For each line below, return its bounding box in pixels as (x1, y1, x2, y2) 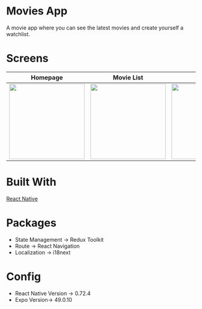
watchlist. (6, 30, 30, 37)
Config (6, 269, 41, 283)
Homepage (31, 73, 63, 82)
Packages (6, 216, 57, 230)
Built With (6, 176, 57, 189)
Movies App (6, 4, 68, 18)
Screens (6, 52, 49, 66)
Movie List (112, 73, 144, 82)
